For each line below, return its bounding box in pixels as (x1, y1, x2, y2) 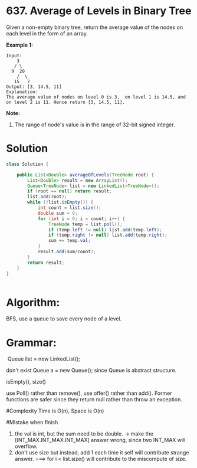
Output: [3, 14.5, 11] (6, 84, 62, 90)
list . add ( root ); (27, 194, 67, 200)
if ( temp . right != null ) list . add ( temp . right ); (48, 232, 168, 238)
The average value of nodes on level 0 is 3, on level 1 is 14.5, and (6, 94, 186, 100)
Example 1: (6, 41, 34, 48)
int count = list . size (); (37, 205, 101, 211)
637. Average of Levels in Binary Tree (6, 4, 192, 18)
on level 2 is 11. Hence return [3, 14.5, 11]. (6, 99, 126, 105)
